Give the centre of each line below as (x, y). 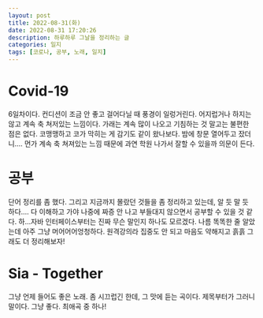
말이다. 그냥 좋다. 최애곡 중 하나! (57, 306)
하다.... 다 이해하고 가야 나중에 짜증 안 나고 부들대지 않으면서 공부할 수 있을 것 (126, 211)
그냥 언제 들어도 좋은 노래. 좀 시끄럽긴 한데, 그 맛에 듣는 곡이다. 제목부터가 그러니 (132, 296)
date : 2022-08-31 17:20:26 (52, 30)
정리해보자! (48, 241)
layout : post (30, 15)
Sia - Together (56, 274)
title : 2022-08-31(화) (44, 23)
